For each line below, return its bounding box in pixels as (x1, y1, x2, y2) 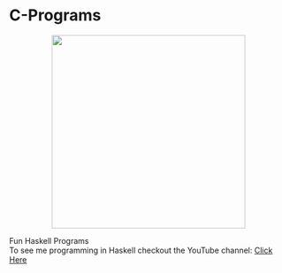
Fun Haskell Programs (9, 235, 89, 246)
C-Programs (9, 5, 102, 26)
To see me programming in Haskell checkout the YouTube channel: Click (9, 245, 273, 255)
